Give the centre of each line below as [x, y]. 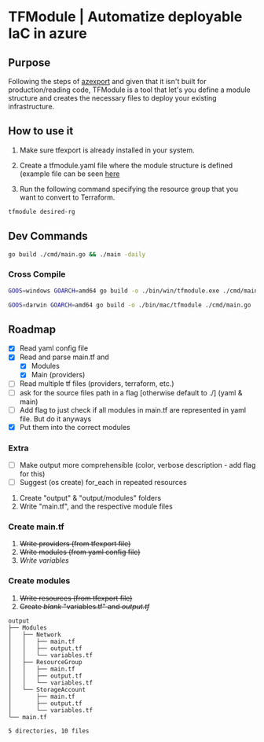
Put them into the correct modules [75, 427]
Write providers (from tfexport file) [75, 544]
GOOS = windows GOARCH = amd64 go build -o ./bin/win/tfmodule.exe [114, 291]
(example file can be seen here [70, 174]
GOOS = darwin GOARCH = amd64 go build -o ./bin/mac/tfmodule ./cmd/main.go [130, 305]
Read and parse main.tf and [64, 357]
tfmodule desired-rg [42, 211]
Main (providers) [58, 375]
